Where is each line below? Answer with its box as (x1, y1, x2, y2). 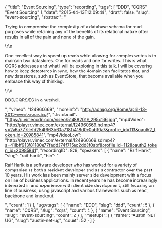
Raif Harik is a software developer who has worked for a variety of (5, 162, 137, 168)
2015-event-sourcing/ (5, 112, 48, 117)
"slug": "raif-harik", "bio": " (5, 153, 59, 158)
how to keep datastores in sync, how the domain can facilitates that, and (5, 68, 149, 74)
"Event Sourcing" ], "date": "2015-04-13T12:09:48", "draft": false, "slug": (5, 9, 150, 15)
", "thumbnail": (48, 112, 77, 117)
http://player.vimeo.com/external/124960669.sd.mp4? (7, 137, 115, 143)
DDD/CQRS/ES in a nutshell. (5, 97, 61, 103)
